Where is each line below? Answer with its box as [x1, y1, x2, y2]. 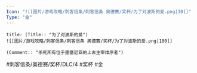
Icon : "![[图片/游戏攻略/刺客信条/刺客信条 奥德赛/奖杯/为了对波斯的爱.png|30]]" [6, 8, 192, 15]
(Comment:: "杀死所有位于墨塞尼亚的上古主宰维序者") [6, 49, 124, 55]
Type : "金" [6, 14, 33, 20]
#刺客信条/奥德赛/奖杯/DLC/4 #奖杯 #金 [6, 61, 103, 68]
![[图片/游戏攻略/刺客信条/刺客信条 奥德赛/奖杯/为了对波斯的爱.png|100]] [6, 38, 173, 44]
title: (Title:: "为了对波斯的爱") [6, 31, 88, 37]
